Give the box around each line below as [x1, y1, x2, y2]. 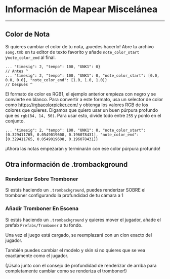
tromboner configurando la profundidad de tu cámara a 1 [5, 192, 124, 199]
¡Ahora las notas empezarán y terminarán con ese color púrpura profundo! [5, 145, 161, 151]
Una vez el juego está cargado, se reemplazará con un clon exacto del [5, 232, 152, 238]
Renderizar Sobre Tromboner [5, 175, 78, 182]
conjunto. [5, 118, 25, 124]
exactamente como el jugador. [5, 253, 69, 259]
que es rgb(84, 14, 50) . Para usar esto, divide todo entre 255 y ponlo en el [5, 112, 161, 118]
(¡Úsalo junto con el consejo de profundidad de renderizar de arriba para [5, 262, 157, 268]
